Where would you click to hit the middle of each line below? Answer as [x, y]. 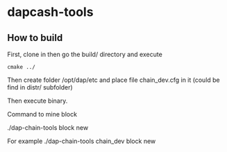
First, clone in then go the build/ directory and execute [85, 54]
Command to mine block [42, 114]
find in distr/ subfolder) [40, 87]
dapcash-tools [50, 12]
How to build [35, 38]
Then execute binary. [37, 101]
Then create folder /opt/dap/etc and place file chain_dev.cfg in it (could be [113, 80]
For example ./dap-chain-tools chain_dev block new [82, 141]
